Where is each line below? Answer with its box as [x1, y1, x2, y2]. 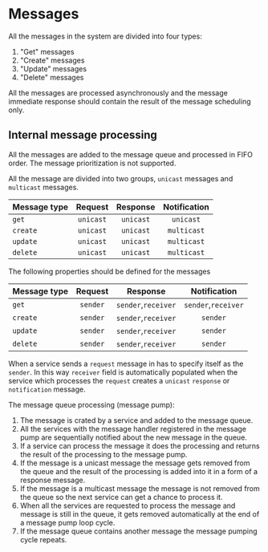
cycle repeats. [19, 534, 67, 544]
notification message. [8, 384, 86, 394]
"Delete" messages [19, 72, 84, 82]
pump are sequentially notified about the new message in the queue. [19, 432, 247, 442]
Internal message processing [8, 128, 158, 142]
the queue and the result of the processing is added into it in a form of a [19, 466, 258, 476]
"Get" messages [19, 47, 75, 56]
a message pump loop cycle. [19, 517, 116, 527]
